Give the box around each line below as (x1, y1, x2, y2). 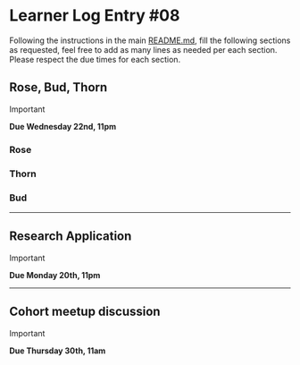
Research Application (9, 229, 132, 244)
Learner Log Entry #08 (9, 5, 180, 26)
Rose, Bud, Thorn (9, 80, 108, 95)
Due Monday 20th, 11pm (9, 269, 101, 280)
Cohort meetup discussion (9, 304, 161, 319)
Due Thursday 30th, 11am (9, 345, 106, 356)
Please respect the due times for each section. (9, 54, 181, 64)
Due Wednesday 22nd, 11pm (9, 121, 117, 132)
